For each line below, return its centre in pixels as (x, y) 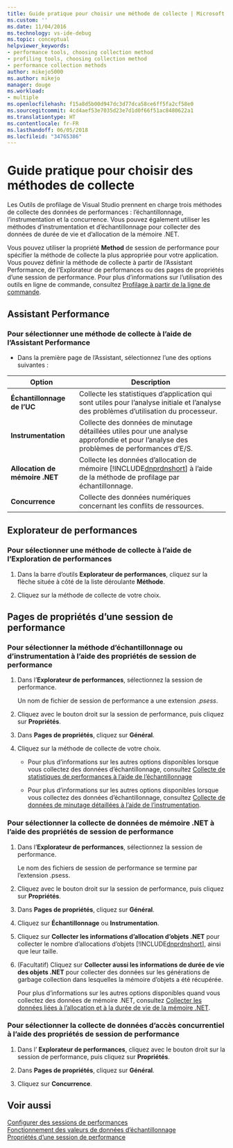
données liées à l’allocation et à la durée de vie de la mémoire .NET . (113, 1008)
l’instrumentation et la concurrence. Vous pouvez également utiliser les (109, 220)
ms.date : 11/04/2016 (37, 26)
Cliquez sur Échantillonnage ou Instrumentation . (88, 923)
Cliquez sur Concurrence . (54, 1083)
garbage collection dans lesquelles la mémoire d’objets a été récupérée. (120, 979)
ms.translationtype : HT (42, 117)
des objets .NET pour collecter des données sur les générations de (113, 972)
